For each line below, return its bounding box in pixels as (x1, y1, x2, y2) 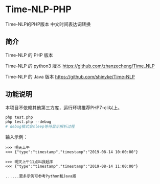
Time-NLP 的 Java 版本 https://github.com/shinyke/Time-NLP (5, 73, 135, 80)
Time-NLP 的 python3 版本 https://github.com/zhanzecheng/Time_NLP (5, 63, 155, 69)
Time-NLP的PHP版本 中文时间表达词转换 (5, 21, 91, 27)
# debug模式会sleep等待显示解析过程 (5, 124, 75, 129)
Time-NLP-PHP (5, 4, 72, 15)
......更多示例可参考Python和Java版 (5, 174, 77, 179)
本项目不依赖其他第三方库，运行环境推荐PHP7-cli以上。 (5, 104, 123, 111)
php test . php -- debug (5, 119, 52, 124)
